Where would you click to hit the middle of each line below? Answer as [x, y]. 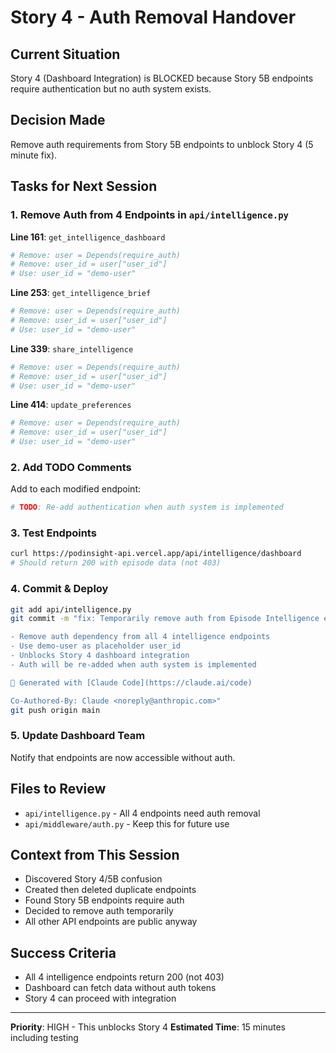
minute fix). [34, 155]
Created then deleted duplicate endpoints [110, 890]
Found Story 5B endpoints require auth [104, 900]
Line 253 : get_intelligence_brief [81, 293]
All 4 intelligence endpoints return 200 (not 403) [124, 977]
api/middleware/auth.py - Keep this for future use [127, 823]
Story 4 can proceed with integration [100, 998]
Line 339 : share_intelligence [72, 348]
